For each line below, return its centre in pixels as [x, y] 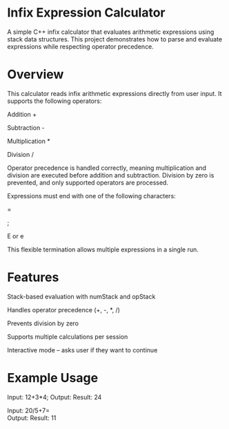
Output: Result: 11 [32, 418]
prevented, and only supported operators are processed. [88, 182]
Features [33, 277]
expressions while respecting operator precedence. [80, 46]
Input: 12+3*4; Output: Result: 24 [54, 397]
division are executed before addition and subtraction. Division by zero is [111, 175]
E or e [16, 236]
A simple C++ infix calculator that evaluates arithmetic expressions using [111, 32]
